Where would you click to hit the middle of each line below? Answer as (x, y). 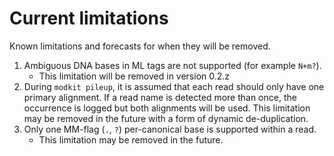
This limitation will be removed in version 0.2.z (134, 76)
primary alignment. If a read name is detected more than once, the (160, 97)
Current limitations (89, 18)
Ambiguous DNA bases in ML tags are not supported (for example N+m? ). (172, 65)
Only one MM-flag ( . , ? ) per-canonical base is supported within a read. (170, 129)
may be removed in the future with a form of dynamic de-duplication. (166, 118)
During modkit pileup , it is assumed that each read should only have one (174, 86)
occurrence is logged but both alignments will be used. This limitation (167, 108)
